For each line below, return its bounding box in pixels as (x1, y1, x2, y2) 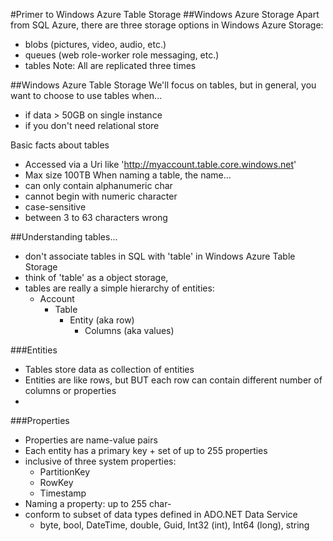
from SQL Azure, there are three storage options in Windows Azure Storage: (10, 19, 324, 31)
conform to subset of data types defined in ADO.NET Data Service (24, 509, 298, 520)
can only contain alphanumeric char (24, 180, 173, 191)
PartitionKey (39, 466, 91, 478)
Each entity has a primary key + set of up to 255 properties (24, 445, 268, 456)
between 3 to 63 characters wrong (24, 212, 168, 223)
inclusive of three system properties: (24, 455, 177, 467)
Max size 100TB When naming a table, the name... (24, 169, 232, 181)
